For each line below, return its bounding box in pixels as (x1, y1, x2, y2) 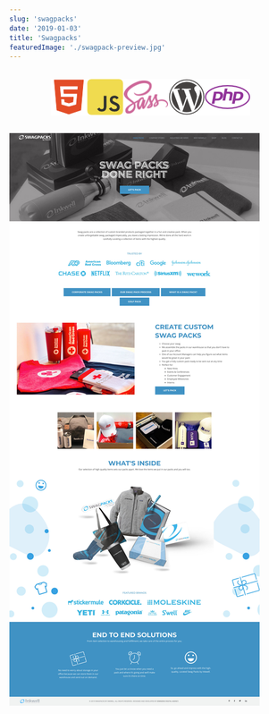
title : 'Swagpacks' (9, 33, 82, 42)
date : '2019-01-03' (9, 23, 82, 33)
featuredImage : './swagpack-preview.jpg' (9, 43, 166, 52)
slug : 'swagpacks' (9, 14, 78, 23)
